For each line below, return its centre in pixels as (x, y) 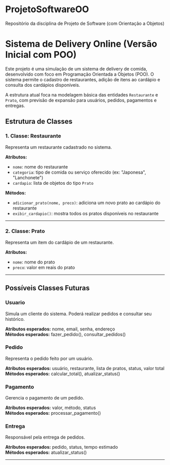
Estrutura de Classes (39, 122)
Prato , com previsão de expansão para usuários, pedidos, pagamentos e (81, 100)
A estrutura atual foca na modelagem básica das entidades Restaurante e (82, 94)
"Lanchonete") (28, 177)
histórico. (15, 319)
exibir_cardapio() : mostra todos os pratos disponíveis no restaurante (86, 213)
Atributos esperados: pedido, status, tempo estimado (62, 447)
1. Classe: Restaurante (33, 136)
